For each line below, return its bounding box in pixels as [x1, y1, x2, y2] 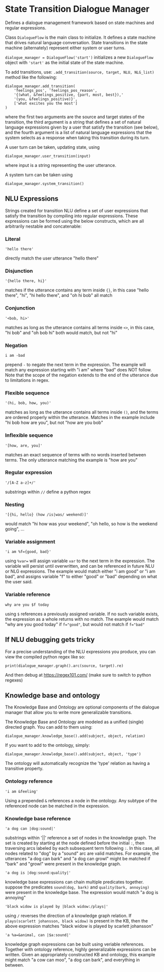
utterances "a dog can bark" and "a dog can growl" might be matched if [5, 855, 151, 862]
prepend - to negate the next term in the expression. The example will [5, 362, 146, 368]
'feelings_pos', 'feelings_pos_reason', [14, 88, 97, 93]
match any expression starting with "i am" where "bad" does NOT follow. [5, 367, 152, 372]
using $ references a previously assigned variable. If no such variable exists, [5, 611, 159, 617]
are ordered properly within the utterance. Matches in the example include [5, 415, 155, 420]
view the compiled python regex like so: [5, 654, 86, 659]
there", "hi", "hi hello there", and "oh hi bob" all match [5, 292, 113, 298]
